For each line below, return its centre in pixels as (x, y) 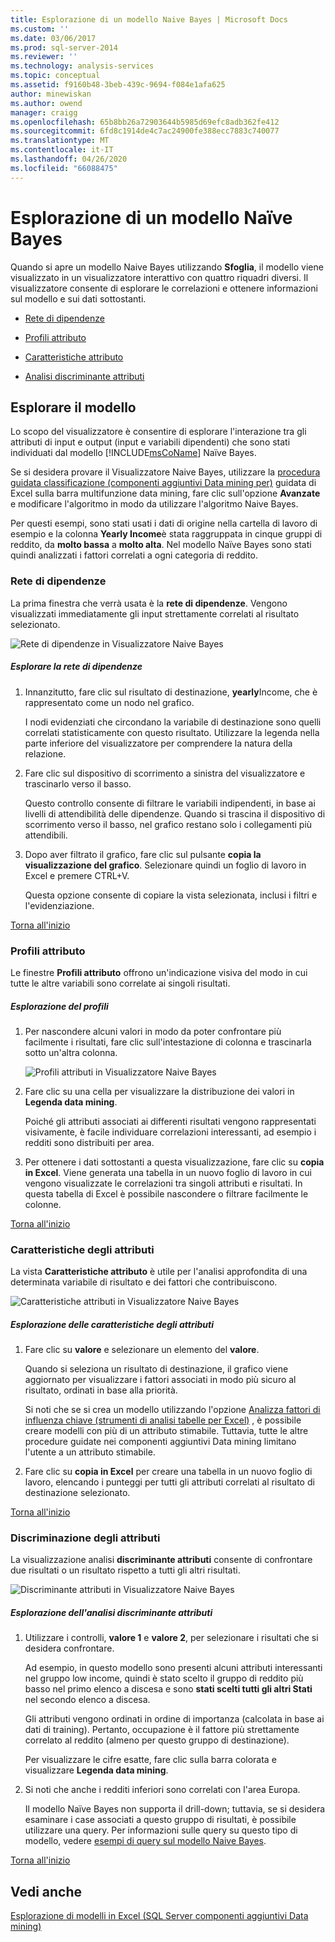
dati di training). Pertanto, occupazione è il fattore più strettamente (162, 1730)
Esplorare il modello (73, 407)
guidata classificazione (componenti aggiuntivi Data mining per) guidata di (163, 483)
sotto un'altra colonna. (71, 1052)
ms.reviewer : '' (44, 57)
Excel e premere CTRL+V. (77, 875)
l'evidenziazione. (59, 905)
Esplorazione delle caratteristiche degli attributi (112, 1324)
